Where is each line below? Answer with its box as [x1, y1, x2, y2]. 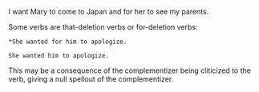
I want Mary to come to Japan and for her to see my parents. [8, 7, 209, 16]
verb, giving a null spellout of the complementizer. [8, 74, 174, 83]
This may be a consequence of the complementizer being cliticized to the [8, 66, 251, 75]
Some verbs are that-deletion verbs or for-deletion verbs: [8, 22, 198, 31]
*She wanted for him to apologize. [8, 38, 127, 46]
